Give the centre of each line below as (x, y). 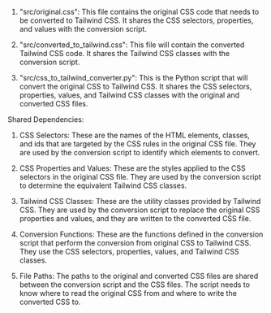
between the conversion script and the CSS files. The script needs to (135, 285)
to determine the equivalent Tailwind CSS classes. (103, 185)
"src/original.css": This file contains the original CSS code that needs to (139, 12)
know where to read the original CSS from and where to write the (128, 293)
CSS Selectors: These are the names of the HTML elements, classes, (135, 135)
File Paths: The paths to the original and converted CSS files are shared (139, 276)
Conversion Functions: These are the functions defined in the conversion (141, 234)
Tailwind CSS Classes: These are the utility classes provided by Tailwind (140, 201)
